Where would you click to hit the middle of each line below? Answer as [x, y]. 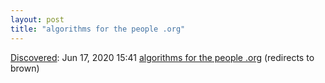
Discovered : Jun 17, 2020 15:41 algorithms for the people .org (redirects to [162, 57]
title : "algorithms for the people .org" [98, 29]
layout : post [37, 19]
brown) [25, 68]
